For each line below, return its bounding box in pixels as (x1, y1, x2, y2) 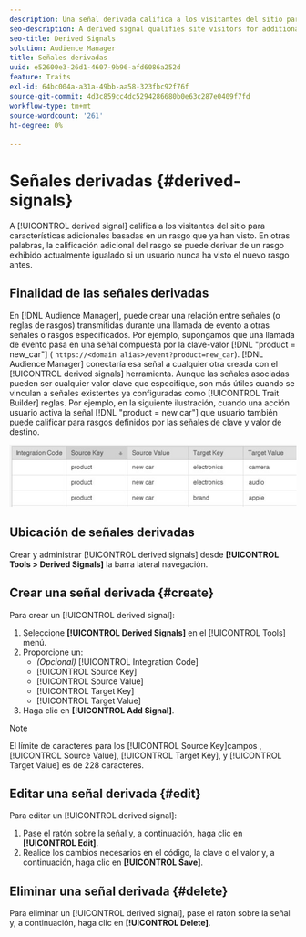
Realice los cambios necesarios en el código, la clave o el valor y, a (22, 848, 275, 858)
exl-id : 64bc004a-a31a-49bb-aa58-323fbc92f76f (9, 82, 189, 91)
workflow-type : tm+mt (9, 101, 92, 111)
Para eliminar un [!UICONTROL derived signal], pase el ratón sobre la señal (9, 908, 291, 919)
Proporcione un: (22, 647, 84, 658)
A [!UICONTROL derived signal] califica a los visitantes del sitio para (9, 220, 266, 232)
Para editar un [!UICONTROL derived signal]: (9, 810, 178, 821)
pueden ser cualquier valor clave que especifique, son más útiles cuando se (9, 377, 295, 388)
